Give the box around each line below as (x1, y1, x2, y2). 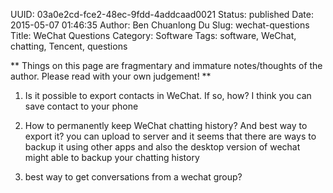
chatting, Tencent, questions (10, 40, 128, 52)
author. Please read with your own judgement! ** (10, 70, 212, 82)
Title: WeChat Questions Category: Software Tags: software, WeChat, (10, 30, 297, 41)
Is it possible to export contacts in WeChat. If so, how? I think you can (24, 90, 312, 101)
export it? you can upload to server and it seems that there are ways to (24, 130, 317, 142)
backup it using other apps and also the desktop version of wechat (24, 141, 301, 153)
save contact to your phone (24, 100, 139, 112)
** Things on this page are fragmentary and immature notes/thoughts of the (10, 60, 323, 71)
